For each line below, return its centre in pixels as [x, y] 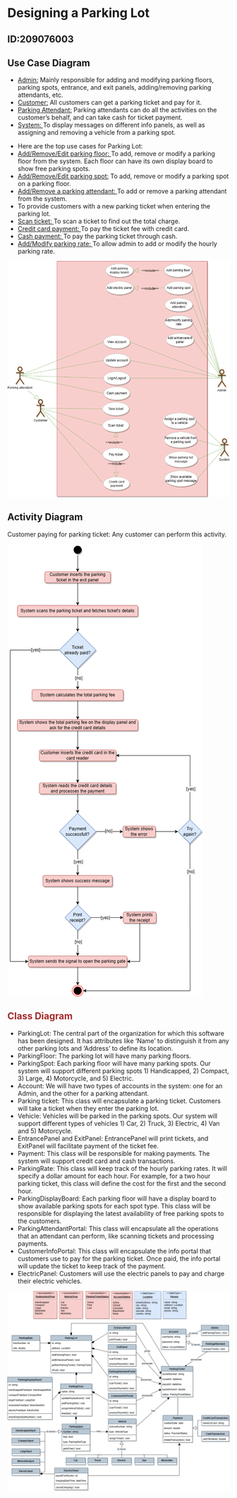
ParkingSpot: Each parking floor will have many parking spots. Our [114, 1063]
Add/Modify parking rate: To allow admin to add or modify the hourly [117, 244]
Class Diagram [40, 1016]
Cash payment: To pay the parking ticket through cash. [97, 236]
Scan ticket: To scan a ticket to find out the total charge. [99, 221]
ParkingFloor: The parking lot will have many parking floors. [104, 1056]
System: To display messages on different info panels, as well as [111, 125]
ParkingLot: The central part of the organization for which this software [121, 1033]
